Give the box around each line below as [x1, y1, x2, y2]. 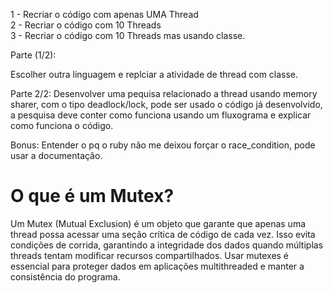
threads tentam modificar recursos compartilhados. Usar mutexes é [10, 249, 290, 261]
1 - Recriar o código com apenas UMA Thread [10, 9, 199, 20]
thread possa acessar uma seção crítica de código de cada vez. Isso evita [10, 228, 316, 240]
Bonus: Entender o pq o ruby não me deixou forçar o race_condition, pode [10, 139, 316, 151]
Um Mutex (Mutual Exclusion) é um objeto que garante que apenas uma [10, 217, 307, 229]
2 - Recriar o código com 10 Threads [10, 19, 162, 31]
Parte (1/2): [10, 49, 57, 61]
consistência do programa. [10, 270, 121, 283]
